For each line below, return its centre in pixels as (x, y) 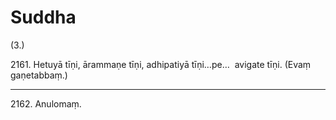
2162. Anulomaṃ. (46, 103)
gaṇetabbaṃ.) (39, 75)
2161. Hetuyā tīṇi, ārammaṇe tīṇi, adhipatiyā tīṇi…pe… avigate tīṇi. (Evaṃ (161, 64)
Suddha (43, 17)
